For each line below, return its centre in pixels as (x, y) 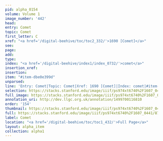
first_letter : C (21, 37)
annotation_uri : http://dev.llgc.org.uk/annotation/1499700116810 (73, 100)
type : (10, 59)
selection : (16, 91)
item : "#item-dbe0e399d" (30, 77)
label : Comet (18, 117)
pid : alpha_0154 (21, 9)
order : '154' (18, 104)
